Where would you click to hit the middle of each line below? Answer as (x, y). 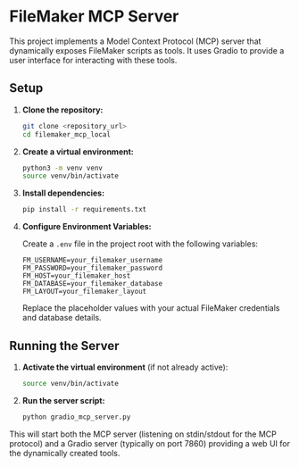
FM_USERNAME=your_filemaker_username (92, 261)
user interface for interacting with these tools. (93, 60)
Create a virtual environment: (78, 151)
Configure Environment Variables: (87, 227)
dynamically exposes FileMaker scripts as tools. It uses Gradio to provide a (147, 50)
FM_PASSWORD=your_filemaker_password (92, 268)
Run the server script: (63, 400)
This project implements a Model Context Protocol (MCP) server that (135, 41)
